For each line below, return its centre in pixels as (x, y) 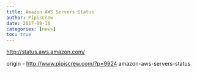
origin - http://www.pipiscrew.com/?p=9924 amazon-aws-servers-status (98, 64)
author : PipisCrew (30, 18)
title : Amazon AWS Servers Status (50, 12)
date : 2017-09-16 (28, 23)
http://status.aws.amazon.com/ (46, 52)
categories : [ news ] (31, 29)
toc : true (19, 35)
